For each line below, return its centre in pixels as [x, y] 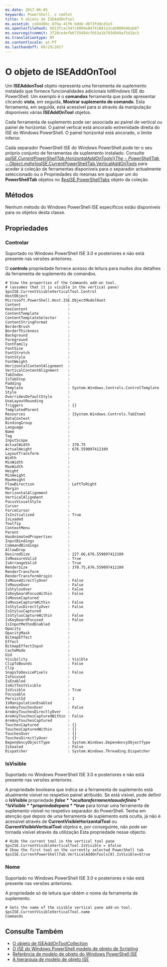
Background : [38, 336]
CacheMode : [38, 651]
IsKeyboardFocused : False [44, 620]
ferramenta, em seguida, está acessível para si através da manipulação [78, 107]
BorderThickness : [38, 331]
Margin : [38, 489]
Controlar [17, 242]
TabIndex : [38, 375]
